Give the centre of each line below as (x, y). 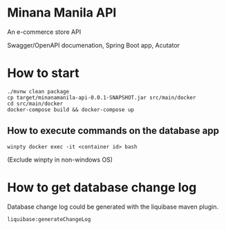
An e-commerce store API (44, 32)
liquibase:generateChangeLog (49, 219)
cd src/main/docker (35, 104)
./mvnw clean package (38, 91)
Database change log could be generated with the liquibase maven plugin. (113, 207)
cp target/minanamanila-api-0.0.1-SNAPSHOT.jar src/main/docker (102, 97)
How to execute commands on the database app (113, 131)
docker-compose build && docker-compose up (71, 109)
